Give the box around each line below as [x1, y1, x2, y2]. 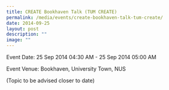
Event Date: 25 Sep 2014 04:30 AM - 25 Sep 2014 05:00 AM [6, 54, 157, 60]
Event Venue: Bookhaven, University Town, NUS [6, 65, 126, 72]
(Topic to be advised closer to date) [6, 77, 95, 84]
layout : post [6, 25, 39, 32]
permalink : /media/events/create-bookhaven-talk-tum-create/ [6, 14, 164, 21]
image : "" [6, 37, 31, 43]
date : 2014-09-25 [6, 20, 50, 26]
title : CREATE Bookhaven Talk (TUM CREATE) [6, 8, 118, 15]
